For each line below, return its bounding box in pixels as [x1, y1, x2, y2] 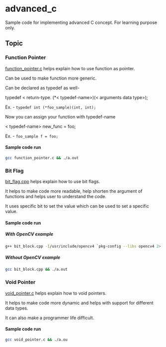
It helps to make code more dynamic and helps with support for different [5, 300, 154, 306]
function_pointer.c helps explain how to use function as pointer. [5, 65, 135, 71]
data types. [5, 305, 28, 311]
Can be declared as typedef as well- [5, 85, 80, 91]
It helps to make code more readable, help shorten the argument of [5, 188, 143, 194]
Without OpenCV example [5, 254, 61, 260]
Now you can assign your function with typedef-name [5, 114, 116, 119]
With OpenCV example [5, 231, 54, 237]
